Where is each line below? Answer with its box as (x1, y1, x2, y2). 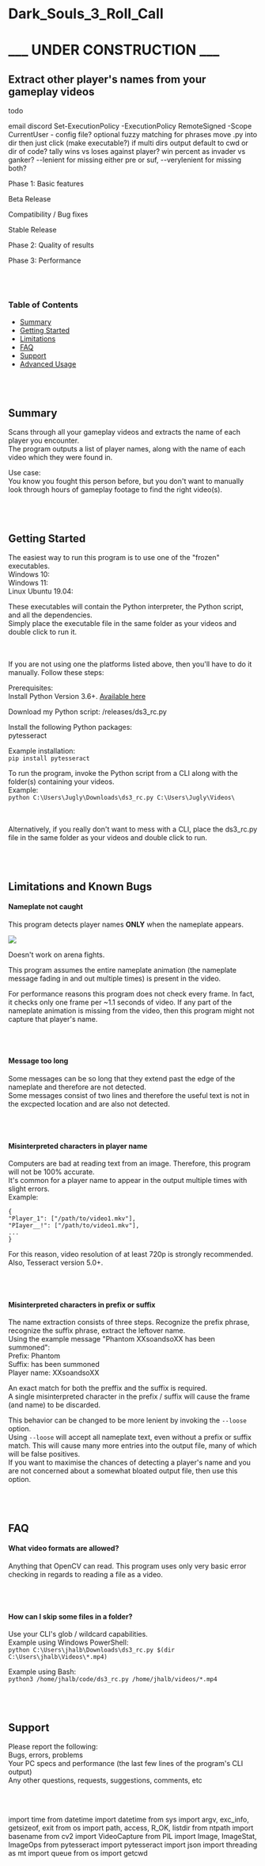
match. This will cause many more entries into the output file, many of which (8, 1441, 257, 1450)
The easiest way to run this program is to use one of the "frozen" (8, 553, 220, 562)
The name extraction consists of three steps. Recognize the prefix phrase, (8, 1318, 250, 1327)
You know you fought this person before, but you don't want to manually (8, 477, 244, 486)
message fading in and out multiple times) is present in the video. (8, 973, 221, 983)
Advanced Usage (19, 359, 77, 369)
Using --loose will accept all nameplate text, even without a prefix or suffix (8, 1433, 252, 1442)
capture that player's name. (8, 1014, 98, 1023)
